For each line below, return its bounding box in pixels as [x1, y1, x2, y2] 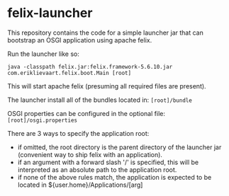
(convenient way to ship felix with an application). [17, 150, 163, 158]
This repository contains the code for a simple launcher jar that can [7, 28, 203, 37]
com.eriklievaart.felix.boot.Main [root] [7, 69, 132, 76]
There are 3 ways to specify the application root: [7, 129, 150, 137]
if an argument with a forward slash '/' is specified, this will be [17, 158, 199, 166]
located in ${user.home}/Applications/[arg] [17, 180, 143, 189]
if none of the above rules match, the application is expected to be [17, 173, 212, 181]
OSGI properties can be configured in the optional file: [7, 109, 165, 117]
